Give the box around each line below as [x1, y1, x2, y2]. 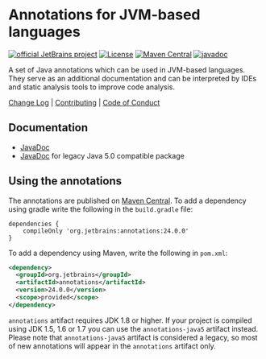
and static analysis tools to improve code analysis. [8, 82, 176, 92]
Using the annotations [8, 175, 123, 188]
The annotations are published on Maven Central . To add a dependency [8, 196, 247, 205]
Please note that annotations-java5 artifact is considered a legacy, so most [8, 332, 258, 342]
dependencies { [8, 220, 60, 228]
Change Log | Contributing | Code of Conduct [8, 97, 160, 107]
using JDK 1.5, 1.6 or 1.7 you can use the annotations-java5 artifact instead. [8, 324, 259, 333]
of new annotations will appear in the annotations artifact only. [8, 340, 216, 351]
